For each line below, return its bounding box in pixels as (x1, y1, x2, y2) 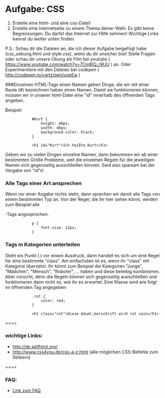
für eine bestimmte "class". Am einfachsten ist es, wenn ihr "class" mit (5, 258, 150, 264)
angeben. (5, 97, 25, 103)
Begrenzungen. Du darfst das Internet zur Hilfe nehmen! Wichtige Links (12, 30, 159, 36)
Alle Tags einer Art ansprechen (5, 180, 82, 187)
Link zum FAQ (12, 388, 41, 394)
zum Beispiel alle (5, 201, 40, 207)
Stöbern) (12, 354, 31, 360)
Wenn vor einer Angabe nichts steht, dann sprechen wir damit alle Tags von (5, 191, 160, 197)
